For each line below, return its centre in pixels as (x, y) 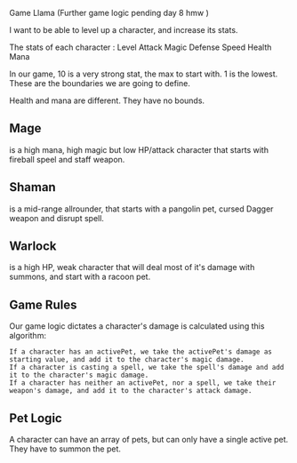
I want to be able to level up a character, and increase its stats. (124, 30)
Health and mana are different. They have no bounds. (107, 100)
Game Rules (43, 304)
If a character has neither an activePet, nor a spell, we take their (143, 383)
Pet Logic (36, 418)
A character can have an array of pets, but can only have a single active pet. (149, 440)
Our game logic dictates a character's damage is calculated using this (137, 326)
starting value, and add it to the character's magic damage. (127, 360)
